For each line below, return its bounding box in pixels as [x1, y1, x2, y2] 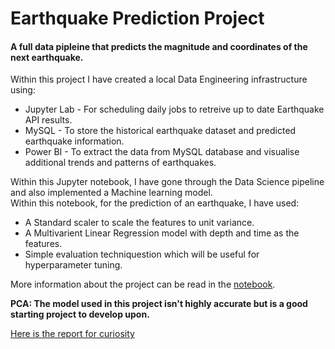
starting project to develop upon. [10, 308, 150, 321]
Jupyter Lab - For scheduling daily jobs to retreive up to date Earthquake [24, 103, 325, 116]
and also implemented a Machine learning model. [10, 187, 213, 199]
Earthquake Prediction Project [10, 7, 265, 30]
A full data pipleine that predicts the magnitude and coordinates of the [10, 40, 308, 52]
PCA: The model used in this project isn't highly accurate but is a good [10, 298, 308, 310]
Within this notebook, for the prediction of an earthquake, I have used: [10, 197, 300, 209]
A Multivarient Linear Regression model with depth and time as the [24, 227, 300, 239]
